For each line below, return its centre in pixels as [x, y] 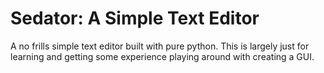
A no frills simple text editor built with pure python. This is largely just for [160, 46]
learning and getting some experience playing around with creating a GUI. [162, 56]
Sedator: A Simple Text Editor [135, 18]
